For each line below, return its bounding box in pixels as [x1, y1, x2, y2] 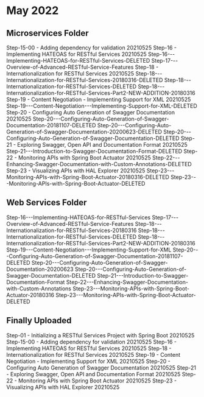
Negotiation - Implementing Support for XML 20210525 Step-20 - [6, 357, 171, 365]
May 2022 [6, 4, 59, 18]
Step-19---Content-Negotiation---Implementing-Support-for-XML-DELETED [6, 102, 198, 110]
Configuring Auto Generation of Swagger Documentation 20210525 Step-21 [6, 364, 197, 371]
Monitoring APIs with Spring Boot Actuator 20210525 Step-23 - [18, 377, 177, 384]
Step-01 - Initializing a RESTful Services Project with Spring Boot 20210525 [6, 331, 195, 339]
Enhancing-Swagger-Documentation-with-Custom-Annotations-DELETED [6, 161, 192, 167]
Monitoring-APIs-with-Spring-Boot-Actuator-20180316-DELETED [6, 174, 169, 180]
